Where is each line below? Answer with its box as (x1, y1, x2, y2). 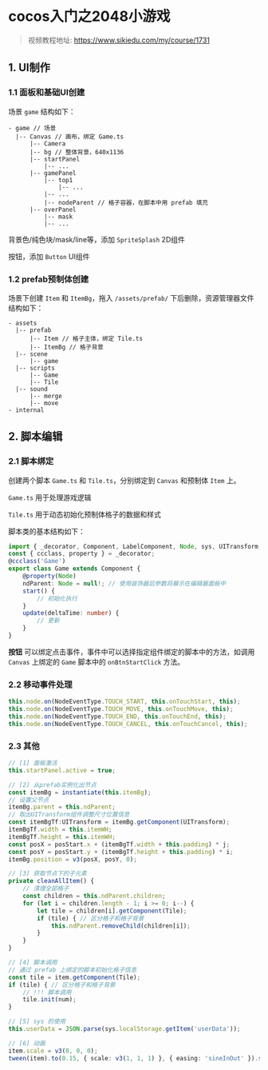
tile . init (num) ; (22, 996, 77, 1004)
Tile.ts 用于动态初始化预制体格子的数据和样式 (8, 509, 162, 519)
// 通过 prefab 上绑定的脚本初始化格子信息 (8, 965, 137, 974)
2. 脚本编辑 (8, 429, 63, 444)
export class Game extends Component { (8, 565, 141, 573)
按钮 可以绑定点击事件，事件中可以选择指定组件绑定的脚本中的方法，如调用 (8, 647, 255, 657)
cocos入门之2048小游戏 (8, 7, 171, 26)
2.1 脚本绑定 (8, 456, 54, 467)
